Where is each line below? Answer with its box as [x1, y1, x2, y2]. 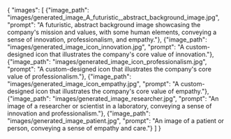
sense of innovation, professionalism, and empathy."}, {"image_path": [7, 35, 207, 44]
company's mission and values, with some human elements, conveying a [7, 28, 217, 36]
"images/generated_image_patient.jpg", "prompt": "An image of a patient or [7, 117, 225, 124]
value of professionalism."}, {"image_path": [7, 72, 131, 81]
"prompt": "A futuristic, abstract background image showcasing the [7, 21, 201, 28]
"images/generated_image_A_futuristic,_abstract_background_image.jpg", [7, 13, 220, 22]
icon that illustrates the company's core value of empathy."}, [36, 87, 209, 95]
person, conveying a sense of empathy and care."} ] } [7, 124, 162, 132]
